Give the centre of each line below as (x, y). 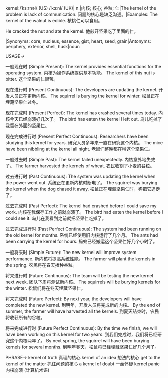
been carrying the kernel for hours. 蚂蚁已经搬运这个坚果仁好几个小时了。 (81, 241)
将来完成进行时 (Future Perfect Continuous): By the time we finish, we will (81, 328)
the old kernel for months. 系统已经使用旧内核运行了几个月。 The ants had (82, 235)
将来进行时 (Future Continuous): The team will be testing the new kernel (79, 275)
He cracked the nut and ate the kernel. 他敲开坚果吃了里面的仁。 (72, 31)
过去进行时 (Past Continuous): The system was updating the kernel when (80, 176)
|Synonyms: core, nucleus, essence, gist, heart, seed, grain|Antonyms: (78, 41)
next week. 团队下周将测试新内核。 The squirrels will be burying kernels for (83, 282)
